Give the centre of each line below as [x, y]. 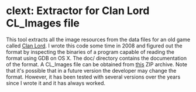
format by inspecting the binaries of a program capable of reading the [90, 52]
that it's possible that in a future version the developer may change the [91, 70]
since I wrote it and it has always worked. [56, 83]
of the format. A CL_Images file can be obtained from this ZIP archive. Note [97, 64]
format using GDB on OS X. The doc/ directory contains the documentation [97, 58]
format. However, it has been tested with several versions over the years [93, 77]
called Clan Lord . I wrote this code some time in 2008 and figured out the [94, 46]
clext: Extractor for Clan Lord [78, 11]
